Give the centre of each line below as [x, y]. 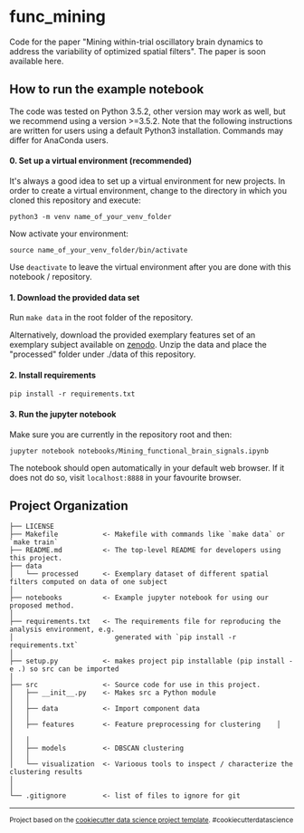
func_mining [58, 17]
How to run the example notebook [107, 89]
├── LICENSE [32, 527]
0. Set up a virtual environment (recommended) [101, 161]
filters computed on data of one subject [89, 582]
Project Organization [69, 506]
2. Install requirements [53, 375]
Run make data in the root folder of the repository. [101, 318]
